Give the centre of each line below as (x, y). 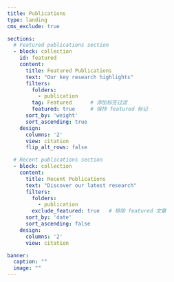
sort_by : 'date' (48, 217)
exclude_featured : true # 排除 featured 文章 (99, 211)
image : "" (27, 268)
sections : (21, 39)
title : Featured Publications (68, 70)
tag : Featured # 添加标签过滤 (79, 103)
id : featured (38, 58)
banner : (18, 255)
